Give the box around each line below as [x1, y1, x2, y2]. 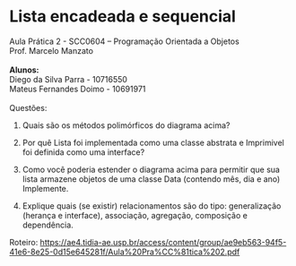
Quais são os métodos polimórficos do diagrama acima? [22, 119, 231, 131]
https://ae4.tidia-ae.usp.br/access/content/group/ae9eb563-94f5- [39, 236, 287, 247]
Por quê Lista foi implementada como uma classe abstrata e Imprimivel [22, 137, 284, 148]
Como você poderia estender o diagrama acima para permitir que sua [22, 164, 281, 175]
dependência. [22, 219, 74, 230]
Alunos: [9, 64, 39, 75]
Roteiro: [9, 236, 39, 247]
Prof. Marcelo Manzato [9, 45, 94, 56]
